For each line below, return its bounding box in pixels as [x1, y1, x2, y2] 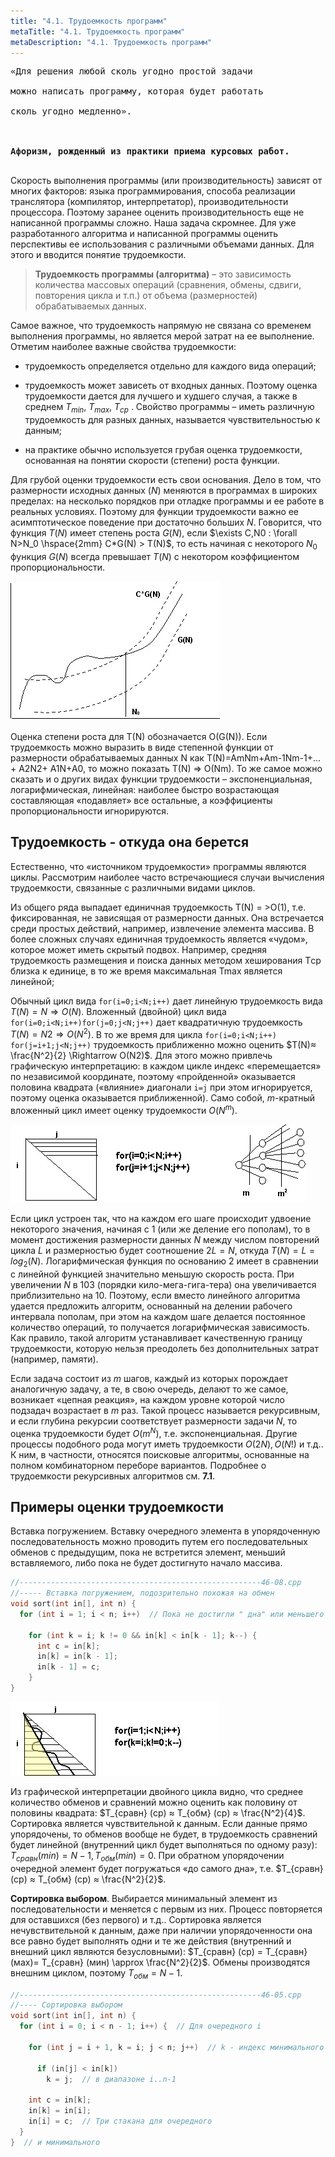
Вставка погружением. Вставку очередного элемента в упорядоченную [10, 1525, 321, 1537]
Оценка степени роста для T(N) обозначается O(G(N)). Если [10, 730, 268, 742]
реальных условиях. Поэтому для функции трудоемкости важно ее [10, 506, 300, 518]
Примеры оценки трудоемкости [10, 1498, 225, 1515]
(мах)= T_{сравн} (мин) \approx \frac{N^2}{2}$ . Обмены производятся [10, 1956, 311, 1968]
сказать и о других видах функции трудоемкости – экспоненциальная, [10, 773, 313, 785]
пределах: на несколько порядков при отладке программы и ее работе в [10, 495, 325, 507]
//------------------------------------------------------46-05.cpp [10, 1990, 302, 2000]
